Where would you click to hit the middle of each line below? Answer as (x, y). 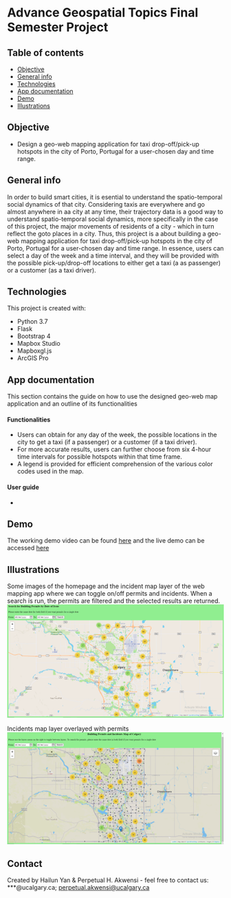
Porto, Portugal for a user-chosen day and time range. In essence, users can (115, 248)
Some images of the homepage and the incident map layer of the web (106, 586)
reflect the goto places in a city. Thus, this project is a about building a (107, 233)
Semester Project (58, 27)
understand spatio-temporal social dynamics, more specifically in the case (113, 219)
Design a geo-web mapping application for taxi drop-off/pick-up (108, 144)
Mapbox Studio (38, 344)
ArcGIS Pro (33, 358)
